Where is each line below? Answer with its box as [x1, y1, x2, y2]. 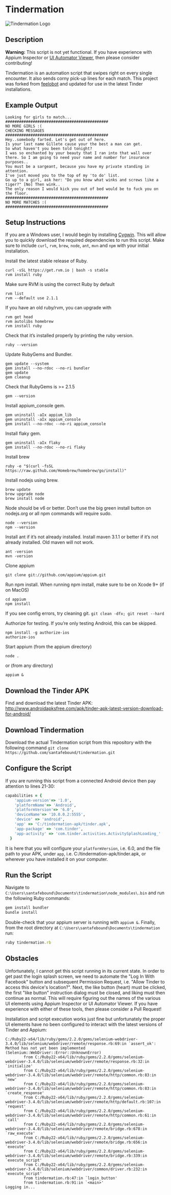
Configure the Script [5, 764, 72, 773]
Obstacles [5, 954, 39, 963]
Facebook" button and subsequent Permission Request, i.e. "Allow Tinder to [5, 978, 165, 984]
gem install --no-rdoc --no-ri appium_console [5, 422, 106, 427]
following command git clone [5, 745, 69, 751]
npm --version [5, 525, 36, 530]
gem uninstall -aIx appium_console [5, 417, 81, 422]
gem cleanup [5, 375, 31, 380]
